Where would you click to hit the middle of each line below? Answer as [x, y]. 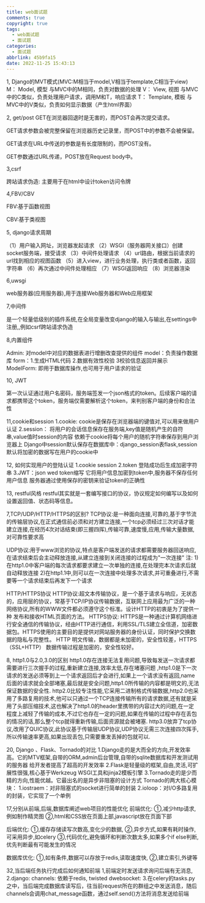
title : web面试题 [27, 12]
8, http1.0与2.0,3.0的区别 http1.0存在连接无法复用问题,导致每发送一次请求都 [101, 660]
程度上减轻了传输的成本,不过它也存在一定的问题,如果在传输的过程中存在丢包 [102, 713]
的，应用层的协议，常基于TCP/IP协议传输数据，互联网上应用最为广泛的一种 [101, 601]
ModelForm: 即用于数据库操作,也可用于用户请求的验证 [74, 368]
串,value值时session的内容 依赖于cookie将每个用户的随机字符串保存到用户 [100, 437]
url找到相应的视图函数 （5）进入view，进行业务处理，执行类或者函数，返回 [101, 260]
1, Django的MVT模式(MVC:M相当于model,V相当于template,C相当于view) [97, 81]
